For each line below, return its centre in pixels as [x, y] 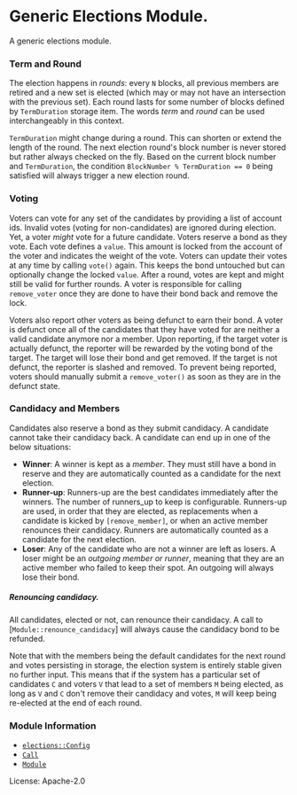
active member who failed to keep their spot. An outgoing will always [148, 567]
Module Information [53, 726]
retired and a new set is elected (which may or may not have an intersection [148, 93]
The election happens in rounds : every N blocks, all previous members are [144, 83]
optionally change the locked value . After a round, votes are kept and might [147, 274]
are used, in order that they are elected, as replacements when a [140, 511]
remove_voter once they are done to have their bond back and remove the [144, 293]
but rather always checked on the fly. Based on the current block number [143, 157]
